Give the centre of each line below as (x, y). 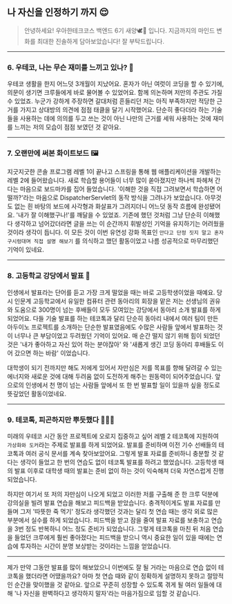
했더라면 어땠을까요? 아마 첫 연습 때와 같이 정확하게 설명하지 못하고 (115, 576)
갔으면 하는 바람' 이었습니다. (52, 353)
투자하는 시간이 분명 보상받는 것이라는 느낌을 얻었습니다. (95, 546)
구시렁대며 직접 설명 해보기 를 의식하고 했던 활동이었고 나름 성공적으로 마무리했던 (113, 241)
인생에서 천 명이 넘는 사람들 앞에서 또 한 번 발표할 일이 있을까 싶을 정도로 (123, 385)
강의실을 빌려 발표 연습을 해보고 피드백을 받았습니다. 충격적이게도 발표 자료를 (110, 503)
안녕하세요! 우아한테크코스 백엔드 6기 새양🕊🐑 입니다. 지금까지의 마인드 (119, 30)
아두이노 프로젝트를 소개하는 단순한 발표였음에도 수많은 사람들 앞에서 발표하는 (112, 327)
